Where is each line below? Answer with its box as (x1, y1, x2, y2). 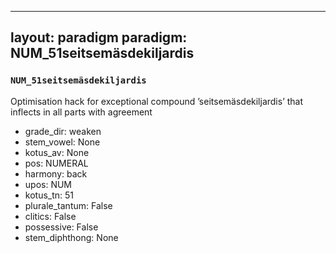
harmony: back (24, 167, 88, 180)
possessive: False (24, 221, 99, 233)
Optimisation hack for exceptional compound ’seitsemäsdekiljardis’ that (10, 95, 304, 107)
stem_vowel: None (24, 136, 101, 148)
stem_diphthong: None (24, 231, 119, 243)
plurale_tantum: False (24, 199, 113, 211)
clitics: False (24, 210, 77, 222)
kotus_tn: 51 (24, 189, 75, 201)
